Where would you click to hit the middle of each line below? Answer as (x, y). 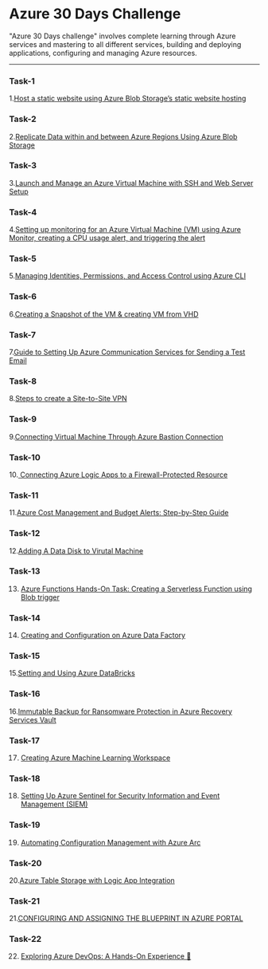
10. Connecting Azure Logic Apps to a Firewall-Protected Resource (118, 475)
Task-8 (23, 381)
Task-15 (25, 656)
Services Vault (33, 719)
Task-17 (25, 740)
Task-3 (23, 166)
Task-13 (25, 571)
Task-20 (25, 863)
